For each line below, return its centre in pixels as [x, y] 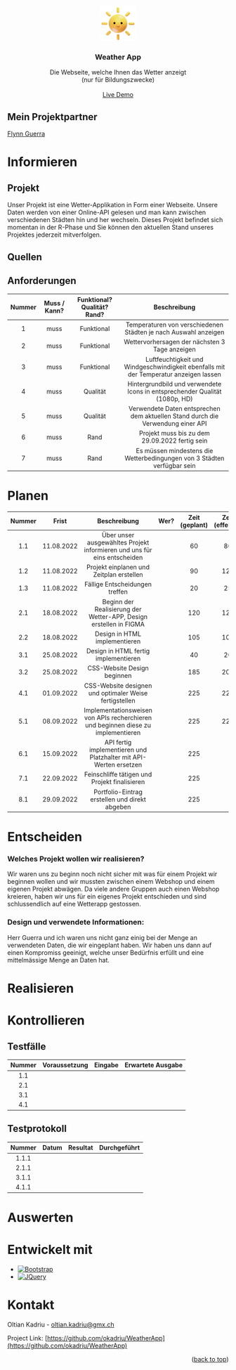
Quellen [25, 257]
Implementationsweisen [118, 710]
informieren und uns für [118, 549]
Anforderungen [42, 281]
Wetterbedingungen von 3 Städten [175, 458]
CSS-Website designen [118, 685]
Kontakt [31, 1305]
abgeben [118, 807]
